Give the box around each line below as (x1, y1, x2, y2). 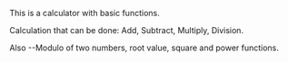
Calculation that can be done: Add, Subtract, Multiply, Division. (9, 25, 243, 35)
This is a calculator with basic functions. (9, 8, 161, 18)
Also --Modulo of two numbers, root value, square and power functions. (9, 42, 280, 53)
